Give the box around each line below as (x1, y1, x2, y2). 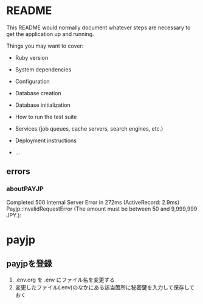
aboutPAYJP (6, 184, 44, 193)
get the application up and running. (6, 30, 94, 37)
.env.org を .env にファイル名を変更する (15, 276, 115, 283)
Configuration (15, 78, 50, 85)
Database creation (15, 89, 62, 96)
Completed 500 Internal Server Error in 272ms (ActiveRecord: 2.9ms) (6, 198, 180, 206)
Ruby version (15, 54, 49, 61)
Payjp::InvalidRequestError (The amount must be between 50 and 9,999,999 (6, 205, 198, 212)
